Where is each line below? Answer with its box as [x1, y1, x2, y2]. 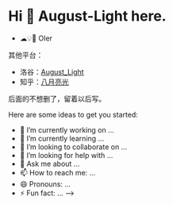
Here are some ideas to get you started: [8, 110, 139, 119]
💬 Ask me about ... [19, 159, 80, 168]
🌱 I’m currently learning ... [19, 133, 105, 143]
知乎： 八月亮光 [19, 77, 69, 87]
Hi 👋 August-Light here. [8, 7, 167, 25]
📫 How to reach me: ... [19, 167, 96, 177]
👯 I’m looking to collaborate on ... [19, 142, 128, 152]
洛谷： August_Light [19, 67, 85, 76]
